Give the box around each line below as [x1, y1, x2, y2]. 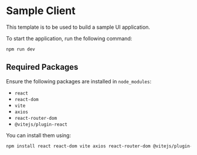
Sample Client [6, 4, 76, 18]
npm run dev [6, 46, 35, 52]
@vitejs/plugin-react [14, 122, 67, 127]
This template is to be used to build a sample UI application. [6, 23, 151, 31]
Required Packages [6, 62, 79, 72]
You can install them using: [6, 132, 72, 139]
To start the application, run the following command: [6, 35, 133, 42]
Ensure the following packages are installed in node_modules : [6, 77, 151, 85]
